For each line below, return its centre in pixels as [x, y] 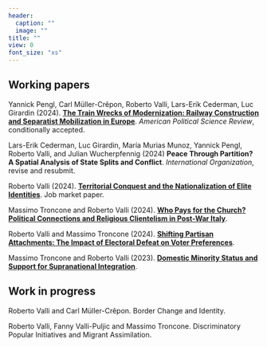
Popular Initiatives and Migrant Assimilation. [80, 334]
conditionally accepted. [47, 129]
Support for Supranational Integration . [73, 266]
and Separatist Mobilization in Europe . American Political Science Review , [132, 121]
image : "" [31, 30]
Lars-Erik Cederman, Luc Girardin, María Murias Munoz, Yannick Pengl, [126, 145]
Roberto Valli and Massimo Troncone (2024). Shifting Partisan [111, 234]
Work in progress [52, 292]
